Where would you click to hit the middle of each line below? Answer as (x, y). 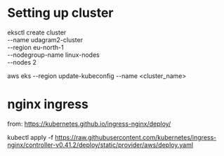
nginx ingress (48, 104)
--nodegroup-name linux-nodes (53, 55)
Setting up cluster (60, 13)
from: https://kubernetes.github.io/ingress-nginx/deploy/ (89, 124)
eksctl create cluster (37, 32)
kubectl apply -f (31, 137)
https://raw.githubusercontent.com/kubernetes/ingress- (136, 137)
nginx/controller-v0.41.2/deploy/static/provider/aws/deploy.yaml (100, 145)
